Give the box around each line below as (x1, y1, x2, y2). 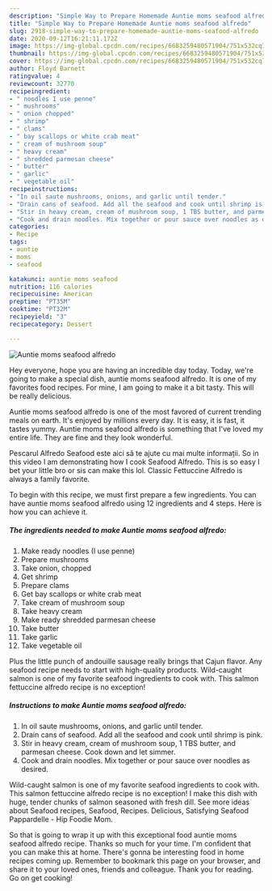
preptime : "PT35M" (9, 297, 71, 306)
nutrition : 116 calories (9, 283, 93, 291)
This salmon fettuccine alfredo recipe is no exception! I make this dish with (9, 788, 257, 798)
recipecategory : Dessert (9, 320, 93, 328)
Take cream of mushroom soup (20, 597, 125, 607)
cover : (9, 58, 31, 66)
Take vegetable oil (20, 641, 82, 650)
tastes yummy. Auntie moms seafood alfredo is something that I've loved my (9, 424, 263, 433)
